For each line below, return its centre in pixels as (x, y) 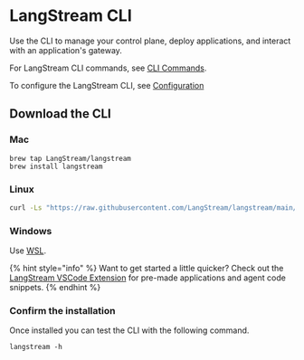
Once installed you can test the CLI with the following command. (129, 330)
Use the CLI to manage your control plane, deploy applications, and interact (150, 41)
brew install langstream (56, 166)
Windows (31, 231)
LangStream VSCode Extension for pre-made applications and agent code (148, 278)
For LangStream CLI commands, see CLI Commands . (108, 68)
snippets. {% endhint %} (55, 288)
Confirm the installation (62, 311)
